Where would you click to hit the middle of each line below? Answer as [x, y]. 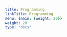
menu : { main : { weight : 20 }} [34, 18]
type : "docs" [18, 27]
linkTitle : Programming [29, 14]
